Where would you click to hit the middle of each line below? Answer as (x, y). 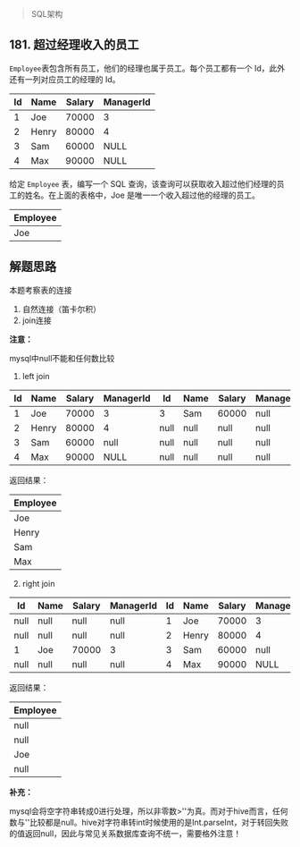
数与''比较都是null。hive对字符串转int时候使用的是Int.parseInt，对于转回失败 (149, 822)
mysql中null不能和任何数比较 (62, 358)
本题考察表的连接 (41, 290)
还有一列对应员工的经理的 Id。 (65, 79)
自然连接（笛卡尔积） (61, 309)
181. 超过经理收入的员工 (75, 45)
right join (38, 583)
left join (36, 376)
